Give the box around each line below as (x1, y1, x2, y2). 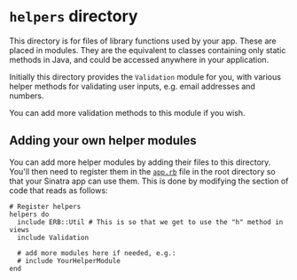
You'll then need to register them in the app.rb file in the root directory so (9, 166, 277, 176)
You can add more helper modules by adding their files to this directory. (9, 157, 271, 167)
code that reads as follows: (9, 184, 108, 196)
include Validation (17, 233, 90, 242)
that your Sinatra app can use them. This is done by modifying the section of (9, 175, 289, 186)
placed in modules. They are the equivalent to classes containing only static (9, 44, 286, 55)
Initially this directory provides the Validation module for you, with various (9, 71, 282, 82)
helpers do (9, 210, 50, 219)
